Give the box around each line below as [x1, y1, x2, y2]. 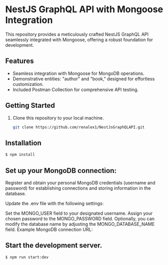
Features [5, 57, 34, 66]
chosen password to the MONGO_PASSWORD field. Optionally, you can [5, 215, 155, 222]
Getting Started [5, 101, 55, 110]
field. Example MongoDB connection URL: [5, 226, 93, 232]
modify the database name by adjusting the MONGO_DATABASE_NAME [5, 221, 155, 227]
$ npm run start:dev [5, 254, 49, 260]
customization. [12, 81, 44, 87]
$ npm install [5, 152, 36, 157]
